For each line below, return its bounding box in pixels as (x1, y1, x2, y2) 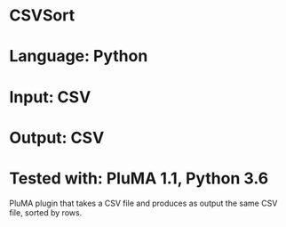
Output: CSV (9, 127, 105, 148)
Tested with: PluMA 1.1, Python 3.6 (9, 168, 269, 188)
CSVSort (9, 5, 75, 26)
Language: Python (9, 46, 148, 67)
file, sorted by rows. (9, 207, 83, 218)
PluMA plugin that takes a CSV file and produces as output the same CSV (9, 198, 278, 208)
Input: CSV (9, 86, 91, 107)
